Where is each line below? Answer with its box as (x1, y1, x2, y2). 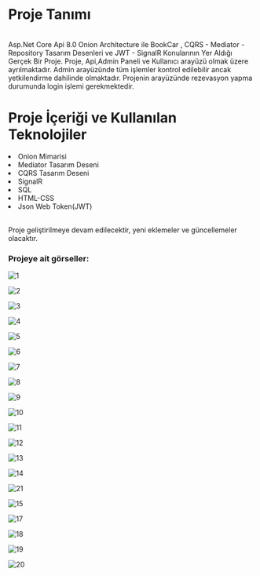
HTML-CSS (18, 193, 55, 202)
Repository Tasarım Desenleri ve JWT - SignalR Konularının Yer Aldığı (8, 48, 233, 57)
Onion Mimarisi (18, 151, 67, 161)
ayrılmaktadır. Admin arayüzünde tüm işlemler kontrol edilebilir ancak (8, 64, 232, 74)
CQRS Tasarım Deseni (18, 168, 90, 177)
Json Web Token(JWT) (18, 202, 93, 211)
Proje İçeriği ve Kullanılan (8, 109, 177, 127)
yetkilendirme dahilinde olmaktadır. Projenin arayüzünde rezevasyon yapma (8, 73, 253, 82)
